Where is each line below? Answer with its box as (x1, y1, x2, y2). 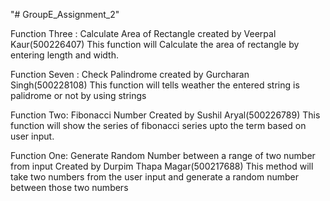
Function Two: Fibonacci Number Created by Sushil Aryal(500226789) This (10, 109, 321, 121)
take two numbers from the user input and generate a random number (10, 171, 299, 183)
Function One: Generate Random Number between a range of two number (10, 150, 316, 161)
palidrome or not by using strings (10, 90, 147, 101)
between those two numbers (10, 182, 129, 193)
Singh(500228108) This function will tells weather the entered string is (10, 79, 300, 91)
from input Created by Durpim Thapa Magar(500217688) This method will (10, 160, 314, 172)
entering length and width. (10, 49, 119, 61)
